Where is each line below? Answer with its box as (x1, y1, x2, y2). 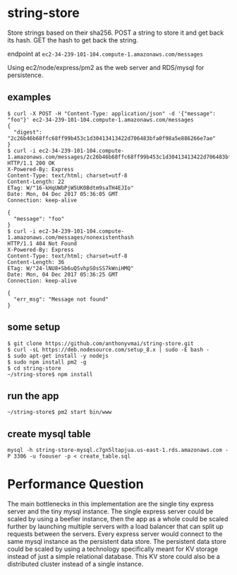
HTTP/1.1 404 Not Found (7, 240, 78, 247)
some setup (7, 321, 61, 333)
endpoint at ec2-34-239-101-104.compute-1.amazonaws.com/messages (7, 50, 203, 58)
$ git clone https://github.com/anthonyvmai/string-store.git (7, 339, 194, 347)
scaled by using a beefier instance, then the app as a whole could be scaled (7, 515, 229, 523)
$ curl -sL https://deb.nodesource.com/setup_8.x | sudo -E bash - (7, 346, 210, 353)
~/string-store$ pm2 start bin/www (7, 409, 112, 416)
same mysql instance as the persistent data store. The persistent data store (7, 538, 227, 546)
